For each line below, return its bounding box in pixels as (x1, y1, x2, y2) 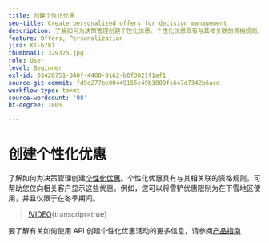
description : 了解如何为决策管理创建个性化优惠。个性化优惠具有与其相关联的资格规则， (8, 26, 264, 34)
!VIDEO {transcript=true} (27, 209, 108, 219)
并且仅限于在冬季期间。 (22, 193, 100, 203)
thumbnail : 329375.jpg (8, 49, 84, 57)
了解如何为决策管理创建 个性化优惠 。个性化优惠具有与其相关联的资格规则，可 (8, 173, 261, 183)
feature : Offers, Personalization (8, 34, 124, 43)
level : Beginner (8, 64, 62, 72)
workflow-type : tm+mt (8, 86, 81, 95)
